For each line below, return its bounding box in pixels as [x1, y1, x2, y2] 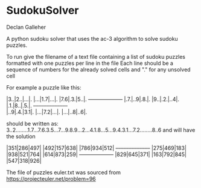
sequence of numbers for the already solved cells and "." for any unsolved [6, 65, 191, 73]
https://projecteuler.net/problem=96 [6, 175, 97, 182]
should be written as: [6, 120, 59, 127]
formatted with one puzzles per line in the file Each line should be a [6, 59, 174, 67]
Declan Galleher [6, 23, 46, 31]
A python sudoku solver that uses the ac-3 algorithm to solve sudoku [6, 35, 178, 42]
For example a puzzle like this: [6, 83, 81, 91]
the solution [6, 133, 36, 140]
